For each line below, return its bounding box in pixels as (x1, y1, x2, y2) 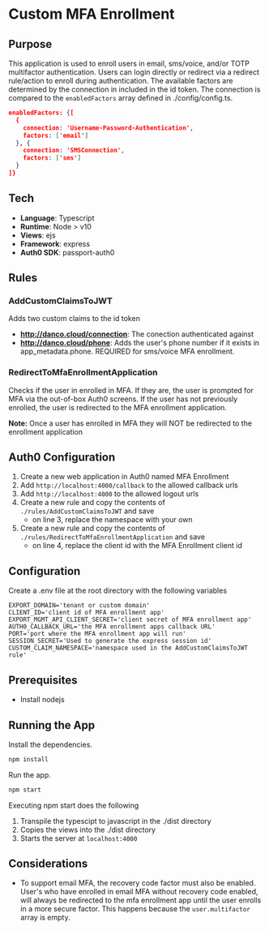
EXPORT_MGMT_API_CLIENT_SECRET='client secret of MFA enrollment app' (8, 615, 252, 624)
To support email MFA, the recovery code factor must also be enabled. (19, 878, 256, 888)
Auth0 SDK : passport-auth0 (19, 247, 115, 257)
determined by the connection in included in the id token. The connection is (8, 84, 261, 94)
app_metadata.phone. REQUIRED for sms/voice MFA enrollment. (19, 346, 235, 357)
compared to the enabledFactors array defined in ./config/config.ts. (8, 93, 233, 102)
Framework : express (19, 238, 91, 248)
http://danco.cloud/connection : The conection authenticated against (19, 329, 254, 339)
